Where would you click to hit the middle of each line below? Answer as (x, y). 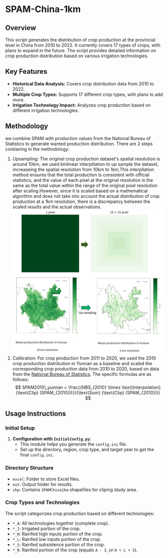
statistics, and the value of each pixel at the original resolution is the (83, 180)
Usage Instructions (36, 414)
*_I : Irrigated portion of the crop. (47, 528)
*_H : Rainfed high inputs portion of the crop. (58, 534)
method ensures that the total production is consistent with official (81, 175)
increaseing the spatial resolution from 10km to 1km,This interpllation (83, 169)
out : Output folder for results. (43, 484)
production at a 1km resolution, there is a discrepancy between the (81, 201)
